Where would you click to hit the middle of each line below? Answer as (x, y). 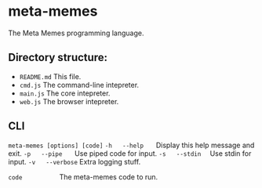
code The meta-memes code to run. (83, 177)
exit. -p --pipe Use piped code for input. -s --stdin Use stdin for (130, 153)
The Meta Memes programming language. (76, 33)
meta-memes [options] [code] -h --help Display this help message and (131, 145)
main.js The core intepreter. (65, 93)
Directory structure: (58, 58)
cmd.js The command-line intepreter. (79, 85)
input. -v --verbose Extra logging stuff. (75, 161)
